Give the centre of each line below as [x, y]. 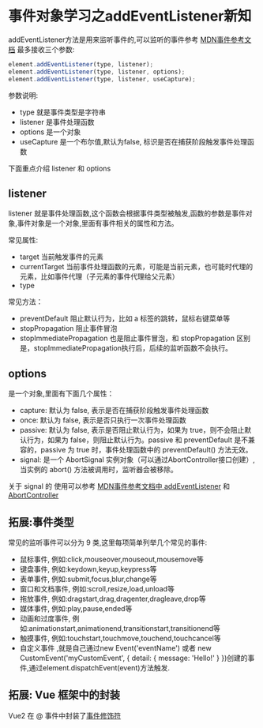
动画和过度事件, [45, 618]
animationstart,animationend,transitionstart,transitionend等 [125, 628]
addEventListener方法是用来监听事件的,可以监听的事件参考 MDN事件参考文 [130, 39]
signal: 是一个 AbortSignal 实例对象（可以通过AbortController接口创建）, [137, 460]
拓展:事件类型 [41, 522]
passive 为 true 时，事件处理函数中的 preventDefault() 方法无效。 [147, 450]
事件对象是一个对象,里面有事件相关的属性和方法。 [98, 223]
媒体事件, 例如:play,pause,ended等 [76, 608]
